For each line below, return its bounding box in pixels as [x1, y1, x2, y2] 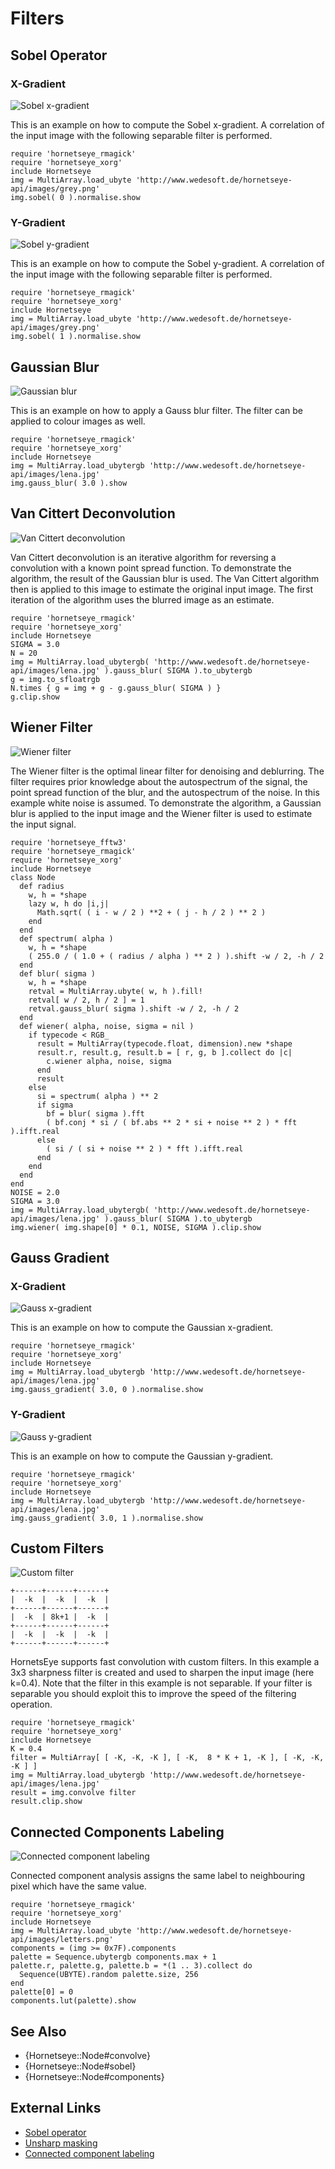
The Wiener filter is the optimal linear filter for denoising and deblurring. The [10, 765, 325, 777]
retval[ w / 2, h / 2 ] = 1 [28, 995, 145, 1005]
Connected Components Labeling [10, 1823, 225, 1841]
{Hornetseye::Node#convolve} [24, 2050, 152, 2062]
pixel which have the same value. [10, 1880, 147, 1892]
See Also [10, 2023, 67, 2040]
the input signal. [10, 818, 77, 830]
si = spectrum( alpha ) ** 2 [36, 1091, 159, 1101]
